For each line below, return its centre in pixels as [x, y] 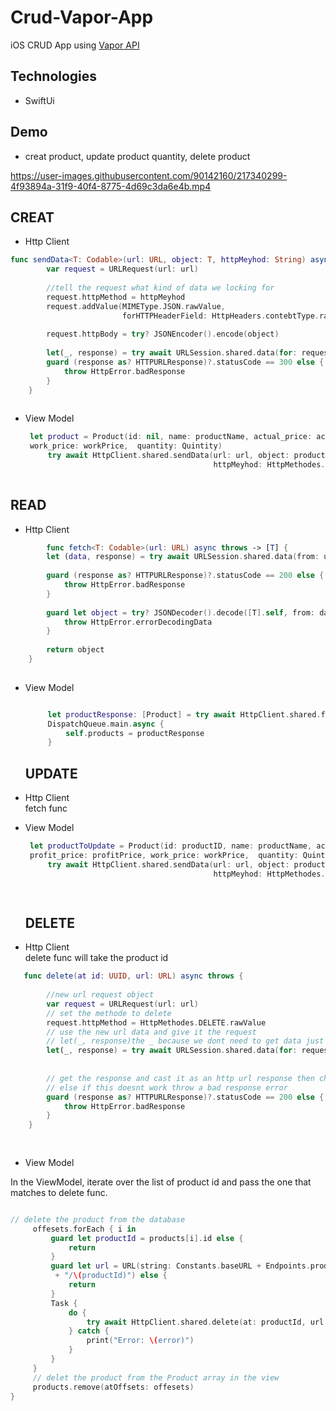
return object [75, 650]
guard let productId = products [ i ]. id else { [147, 1238]
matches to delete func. [59, 1192]
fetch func [46, 808]
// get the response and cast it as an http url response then [180, 1078]
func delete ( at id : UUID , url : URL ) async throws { [133, 976]
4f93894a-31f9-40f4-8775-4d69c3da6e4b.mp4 [111, 186]
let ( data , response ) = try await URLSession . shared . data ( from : [183, 557]
